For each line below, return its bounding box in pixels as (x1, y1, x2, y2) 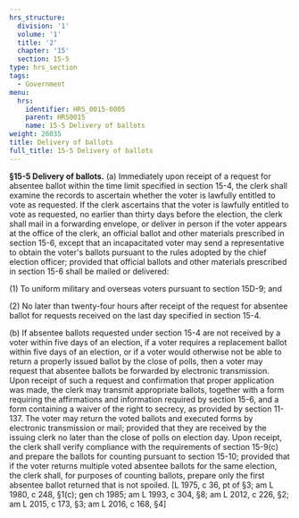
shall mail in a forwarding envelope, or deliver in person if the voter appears (9, 218, 287, 229)
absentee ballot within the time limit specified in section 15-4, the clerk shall (9, 180, 288, 191)
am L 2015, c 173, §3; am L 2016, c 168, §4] (9, 498, 167, 509)
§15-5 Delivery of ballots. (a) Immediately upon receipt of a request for (9, 171, 272, 182)
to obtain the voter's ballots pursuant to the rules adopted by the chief (9, 247, 267, 258)
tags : (9, 72, 29, 81)
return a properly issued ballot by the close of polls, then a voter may (9, 355, 263, 367)
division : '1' (17, 21, 70, 30)
